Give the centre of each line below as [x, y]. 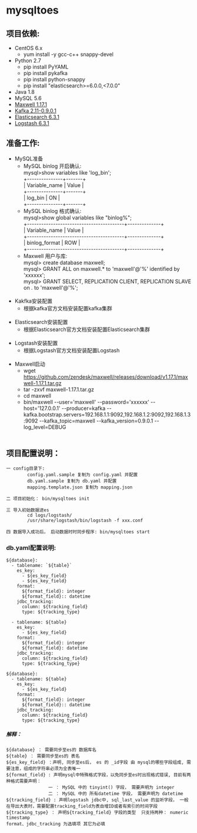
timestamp [18, 818]
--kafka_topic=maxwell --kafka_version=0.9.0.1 [96, 421]
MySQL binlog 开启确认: [52, 166]
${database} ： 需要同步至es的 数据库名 [51, 750]
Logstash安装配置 [36, 343]
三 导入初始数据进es [28, 510]
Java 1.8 [25, 92]
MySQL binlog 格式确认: [52, 211]
